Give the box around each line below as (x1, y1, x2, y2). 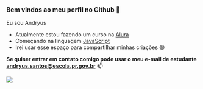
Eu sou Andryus (6, 19, 47, 27)
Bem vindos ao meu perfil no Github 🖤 (6, 5, 120, 14)
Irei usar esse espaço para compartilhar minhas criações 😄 (15, 44, 165, 51)
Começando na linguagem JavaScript (15, 38, 110, 45)
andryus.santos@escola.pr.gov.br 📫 (6, 62, 103, 70)
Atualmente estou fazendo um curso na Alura (15, 31, 129, 38)
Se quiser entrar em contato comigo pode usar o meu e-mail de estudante (6, 56, 197, 63)
